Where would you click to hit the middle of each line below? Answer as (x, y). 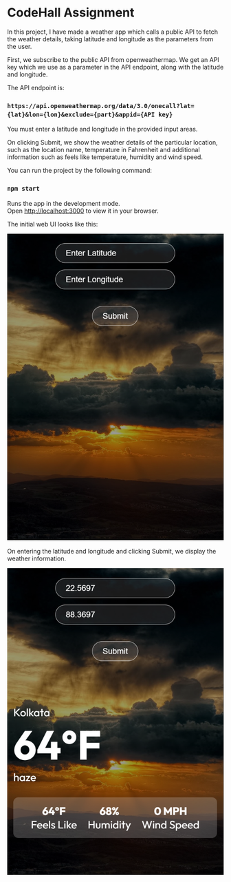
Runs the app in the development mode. (64, 203)
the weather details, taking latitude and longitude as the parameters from (110, 39)
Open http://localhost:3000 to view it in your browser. (83, 211)
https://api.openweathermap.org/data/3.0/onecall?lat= (101, 106)
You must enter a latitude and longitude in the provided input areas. (102, 129)
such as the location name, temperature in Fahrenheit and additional (104, 150)
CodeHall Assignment (71, 13)
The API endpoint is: (36, 87)
